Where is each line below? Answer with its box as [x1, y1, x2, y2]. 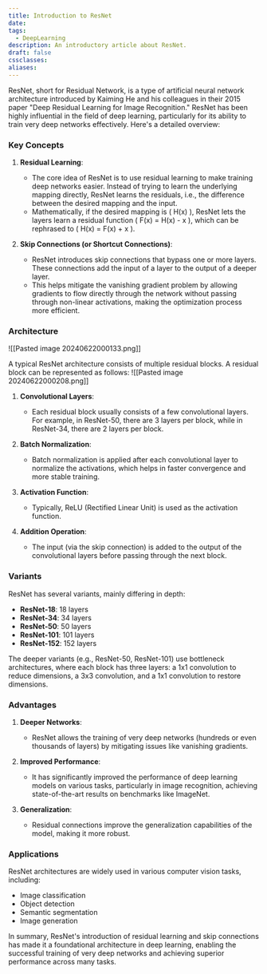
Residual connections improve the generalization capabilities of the [31, 820, 253, 829]
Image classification [19, 891, 86, 901]
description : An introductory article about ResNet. [8, 42, 187, 49]
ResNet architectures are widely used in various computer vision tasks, [8, 867, 241, 877]
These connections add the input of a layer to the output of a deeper [31, 263, 257, 273]
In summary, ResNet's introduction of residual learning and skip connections [8, 932, 259, 941]
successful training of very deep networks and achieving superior [8, 948, 225, 958]
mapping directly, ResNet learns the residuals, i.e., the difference [31, 190, 245, 200]
